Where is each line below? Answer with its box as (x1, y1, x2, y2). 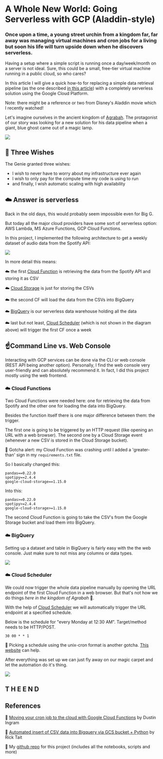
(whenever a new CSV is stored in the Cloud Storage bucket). (5, 437, 128, 444)
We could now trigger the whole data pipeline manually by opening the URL (5, 584, 156, 590)
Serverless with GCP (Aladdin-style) (5, 14, 155, 25)
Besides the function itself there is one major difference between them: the (5, 412, 155, 418)
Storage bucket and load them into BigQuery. (5, 519, 96, 525)
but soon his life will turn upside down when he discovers (5, 43, 144, 50)
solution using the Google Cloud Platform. (5, 91, 89, 96)
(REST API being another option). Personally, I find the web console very (5, 362, 150, 368)
